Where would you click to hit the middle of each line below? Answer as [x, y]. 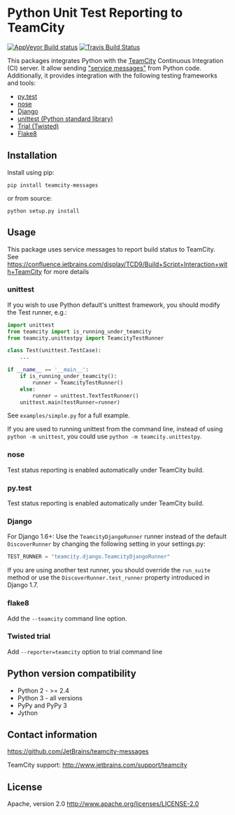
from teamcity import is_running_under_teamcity [79, 331]
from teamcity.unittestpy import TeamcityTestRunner [86, 338]
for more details [66, 271]
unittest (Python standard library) [65, 118]
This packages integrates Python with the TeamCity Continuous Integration [115, 60]
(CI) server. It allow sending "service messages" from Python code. [104, 68]
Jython [28, 713]
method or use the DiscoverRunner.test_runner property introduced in [108, 577]
